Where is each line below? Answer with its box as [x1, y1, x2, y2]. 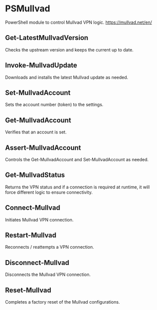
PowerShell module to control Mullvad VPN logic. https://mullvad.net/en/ [5, 19, 153, 25]
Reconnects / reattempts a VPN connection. [5, 244, 94, 250]
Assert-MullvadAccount [5, 143, 81, 152]
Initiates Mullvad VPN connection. [5, 217, 74, 222]
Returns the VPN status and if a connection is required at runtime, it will [5, 184, 150, 190]
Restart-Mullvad [5, 231, 57, 240]
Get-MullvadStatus [5, 171, 65, 179]
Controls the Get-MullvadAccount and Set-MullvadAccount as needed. [5, 157, 149, 162]
